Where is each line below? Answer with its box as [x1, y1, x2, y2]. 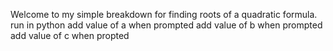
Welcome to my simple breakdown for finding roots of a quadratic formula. [10, 9, 318, 20]
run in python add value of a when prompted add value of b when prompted [10, 19, 323, 31]
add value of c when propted [10, 30, 130, 41]
